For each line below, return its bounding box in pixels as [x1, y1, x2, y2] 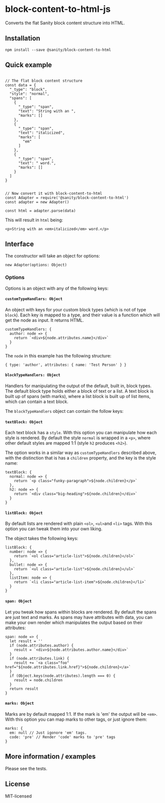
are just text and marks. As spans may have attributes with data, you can [5, 614, 153, 620]
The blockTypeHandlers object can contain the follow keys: [5, 408, 124, 414]
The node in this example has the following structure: [5, 352, 112, 358]
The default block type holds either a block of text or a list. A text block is [5, 388, 154, 394]
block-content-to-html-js [5, 3, 111, 15]
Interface [5, 240, 34, 248]
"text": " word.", [18, 160, 56, 165]
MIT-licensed [5, 793, 32, 799]
